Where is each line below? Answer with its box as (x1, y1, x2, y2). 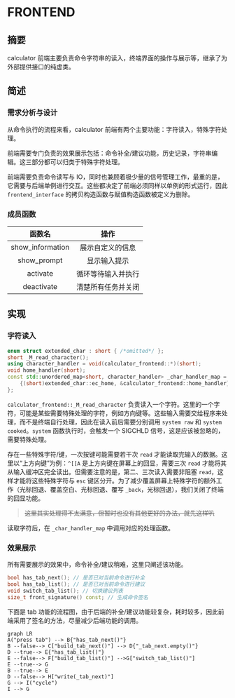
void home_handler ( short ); (7, 367, 86, 374)
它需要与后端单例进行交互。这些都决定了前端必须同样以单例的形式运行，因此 (7, 181, 228, 189)
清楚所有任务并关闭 (76, 282, 140, 292)
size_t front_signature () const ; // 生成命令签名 (7, 593, 148, 600)
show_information (10, 242, 70, 252)
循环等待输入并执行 (76, 269, 140, 278)
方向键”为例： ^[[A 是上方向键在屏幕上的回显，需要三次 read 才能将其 (28, 459, 227, 467)
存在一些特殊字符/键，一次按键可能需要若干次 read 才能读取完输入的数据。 (7, 450, 222, 458)
